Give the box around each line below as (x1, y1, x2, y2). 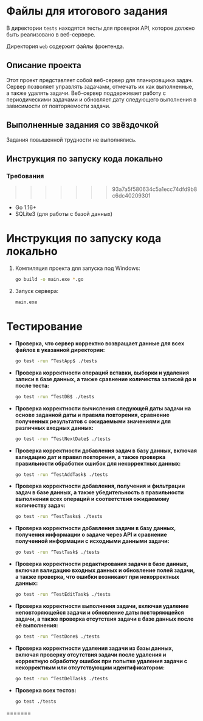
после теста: (15, 382, 50, 389)
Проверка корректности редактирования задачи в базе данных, (15, 561, 188, 568)
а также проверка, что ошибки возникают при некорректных (15, 573, 179, 581)
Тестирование (6, 320, 83, 334)
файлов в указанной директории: (15, 346, 105, 353)
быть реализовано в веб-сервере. (6, 30, 96, 38)
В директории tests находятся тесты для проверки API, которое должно (6, 24, 195, 32)
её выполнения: (15, 622, 58, 629)
